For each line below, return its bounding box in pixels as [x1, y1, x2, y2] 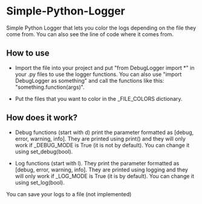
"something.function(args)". [15, 83, 85, 91]
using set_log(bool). [15, 179, 65, 186]
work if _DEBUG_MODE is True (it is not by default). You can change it [15, 141, 190, 148]
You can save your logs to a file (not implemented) [6, 190, 132, 197]
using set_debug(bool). [15, 148, 73, 155]
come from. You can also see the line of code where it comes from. [6, 30, 174, 37]
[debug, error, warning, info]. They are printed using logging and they [15, 166, 189, 173]
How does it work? [6, 113, 78, 123]
